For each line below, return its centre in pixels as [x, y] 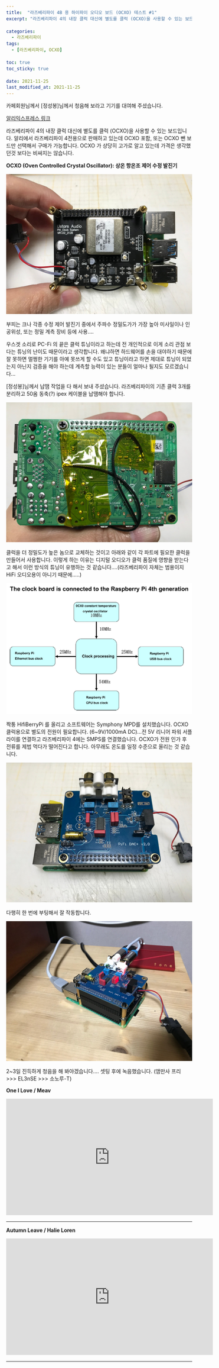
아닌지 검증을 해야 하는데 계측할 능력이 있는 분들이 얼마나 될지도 [90, 366]
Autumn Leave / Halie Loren [41, 1230]
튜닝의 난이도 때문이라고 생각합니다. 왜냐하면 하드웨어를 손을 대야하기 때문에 [104, 351]
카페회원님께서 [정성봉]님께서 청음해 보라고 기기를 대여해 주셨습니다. [85, 106]
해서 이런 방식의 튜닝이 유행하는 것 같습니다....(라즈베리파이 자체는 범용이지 [98, 567]
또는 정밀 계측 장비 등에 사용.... [58, 332]
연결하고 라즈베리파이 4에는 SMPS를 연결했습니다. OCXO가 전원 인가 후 [104, 739]
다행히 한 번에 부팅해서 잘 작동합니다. [49, 912]
